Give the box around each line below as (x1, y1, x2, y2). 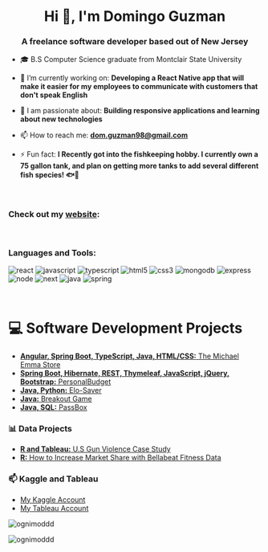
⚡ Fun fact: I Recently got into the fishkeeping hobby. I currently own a (19, 149, 258, 159)
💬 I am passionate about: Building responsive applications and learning (19, 106, 260, 116)
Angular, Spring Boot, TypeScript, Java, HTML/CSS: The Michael (19, 351, 239, 361)
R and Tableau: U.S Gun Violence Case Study (19, 444, 171, 454)
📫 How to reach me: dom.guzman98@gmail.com (19, 130, 189, 140)
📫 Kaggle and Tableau (8, 473, 99, 485)
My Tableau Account (19, 503, 89, 513)
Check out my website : (8, 209, 100, 220)
